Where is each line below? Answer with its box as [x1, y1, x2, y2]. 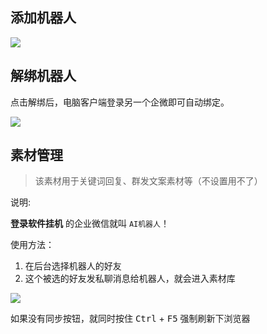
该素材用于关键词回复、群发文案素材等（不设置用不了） [34, 175, 263, 187]
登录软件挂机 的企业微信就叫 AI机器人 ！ [10, 218, 170, 230]
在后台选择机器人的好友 [24, 260, 122, 272]
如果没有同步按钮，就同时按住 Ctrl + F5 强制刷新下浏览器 [10, 313, 251, 325]
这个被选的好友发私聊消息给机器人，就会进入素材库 [24, 273, 236, 285]
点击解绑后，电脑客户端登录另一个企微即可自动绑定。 [10, 96, 230, 108]
